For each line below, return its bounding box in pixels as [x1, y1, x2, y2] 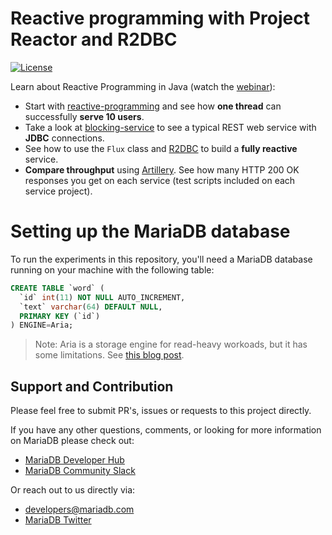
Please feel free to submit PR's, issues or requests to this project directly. [10, 405, 312, 417]
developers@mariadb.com [24, 503, 135, 516]
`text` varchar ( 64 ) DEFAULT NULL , [19, 302, 163, 312]
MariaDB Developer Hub [24, 454, 125, 466]
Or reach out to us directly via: [10, 484, 136, 496]
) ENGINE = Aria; [10, 320, 74, 331]
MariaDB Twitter [24, 514, 92, 526]
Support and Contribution [10, 378, 174, 395]
